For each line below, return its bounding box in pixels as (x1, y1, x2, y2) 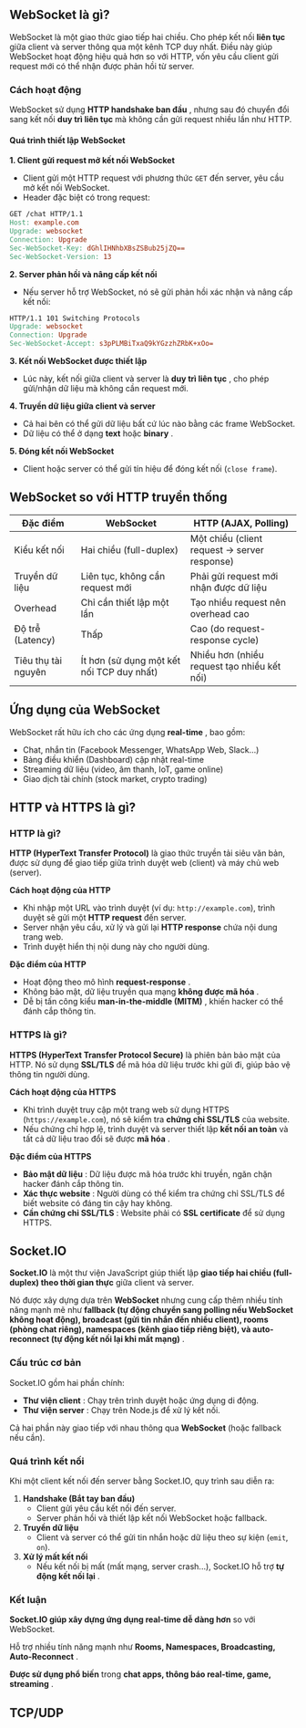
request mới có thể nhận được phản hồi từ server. (9, 60, 195, 71)
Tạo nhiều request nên (189, 596, 287, 609)
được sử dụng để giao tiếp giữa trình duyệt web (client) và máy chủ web (9, 858, 280, 869)
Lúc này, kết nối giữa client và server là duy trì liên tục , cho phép (22, 373, 270, 384)
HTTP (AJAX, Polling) (193, 516, 290, 529)
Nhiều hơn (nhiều (189, 648, 264, 661)
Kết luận (9, 1594, 47, 1606)
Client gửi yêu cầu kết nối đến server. (36, 1503, 177, 1514)
